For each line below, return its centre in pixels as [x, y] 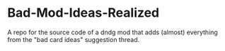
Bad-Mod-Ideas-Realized [83, 13]
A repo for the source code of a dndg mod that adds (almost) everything [112, 32]
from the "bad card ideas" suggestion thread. [74, 39]
